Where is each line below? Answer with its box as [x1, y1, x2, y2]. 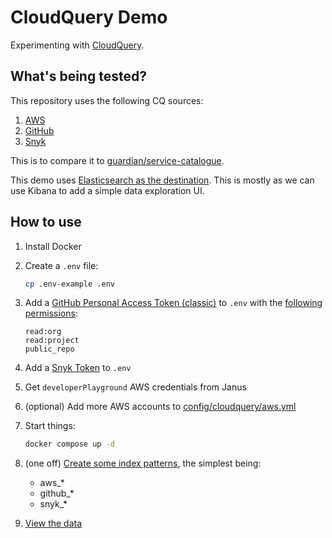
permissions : [24, 307, 78, 320]
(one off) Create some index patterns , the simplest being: [24, 457, 262, 470]
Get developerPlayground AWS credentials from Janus [24, 381, 247, 393]
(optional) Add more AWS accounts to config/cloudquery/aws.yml [24, 401, 297, 413]
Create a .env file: [24, 259, 99, 271]
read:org [24, 327, 62, 337]
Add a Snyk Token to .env [24, 362, 132, 374]
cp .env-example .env [24, 279, 115, 289]
